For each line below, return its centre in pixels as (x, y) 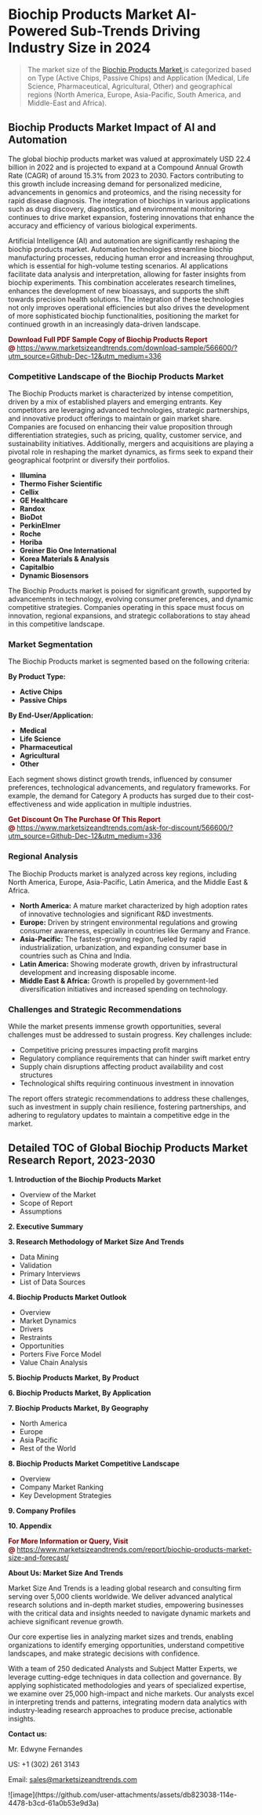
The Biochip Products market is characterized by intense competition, (121, 393)
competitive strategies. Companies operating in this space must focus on (126, 608)
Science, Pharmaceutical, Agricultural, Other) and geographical (130, 86)
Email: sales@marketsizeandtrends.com (73, 1779)
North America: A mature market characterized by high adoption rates (134, 905)
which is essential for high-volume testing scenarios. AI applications (118, 265)
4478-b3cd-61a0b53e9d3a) (54, 1802)
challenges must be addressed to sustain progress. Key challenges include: (130, 1035)
